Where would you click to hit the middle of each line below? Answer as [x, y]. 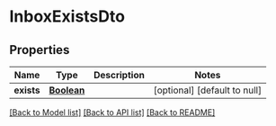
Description [119, 75]
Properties [40, 50]
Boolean [67, 90]
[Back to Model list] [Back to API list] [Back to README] [112, 112]
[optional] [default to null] [208, 90]
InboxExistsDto [67, 17]
